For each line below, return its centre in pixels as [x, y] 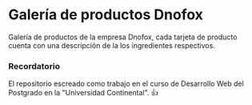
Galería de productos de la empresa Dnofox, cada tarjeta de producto [123, 37]
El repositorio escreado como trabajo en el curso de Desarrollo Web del [126, 84]
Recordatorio [34, 66]
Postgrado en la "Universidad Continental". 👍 [83, 93]
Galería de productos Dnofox [106, 15]
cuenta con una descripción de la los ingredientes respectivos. [112, 45]
